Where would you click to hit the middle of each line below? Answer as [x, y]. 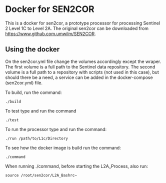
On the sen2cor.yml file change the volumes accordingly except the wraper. [83, 61]
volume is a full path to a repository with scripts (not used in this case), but [82, 72]
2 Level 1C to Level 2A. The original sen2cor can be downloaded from [77, 28]
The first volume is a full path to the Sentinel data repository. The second [80, 66]
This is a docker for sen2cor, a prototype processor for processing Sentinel [83, 23]
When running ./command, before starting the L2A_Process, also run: [77, 166]
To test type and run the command [41, 110]
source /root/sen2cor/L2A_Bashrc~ [41, 175]
